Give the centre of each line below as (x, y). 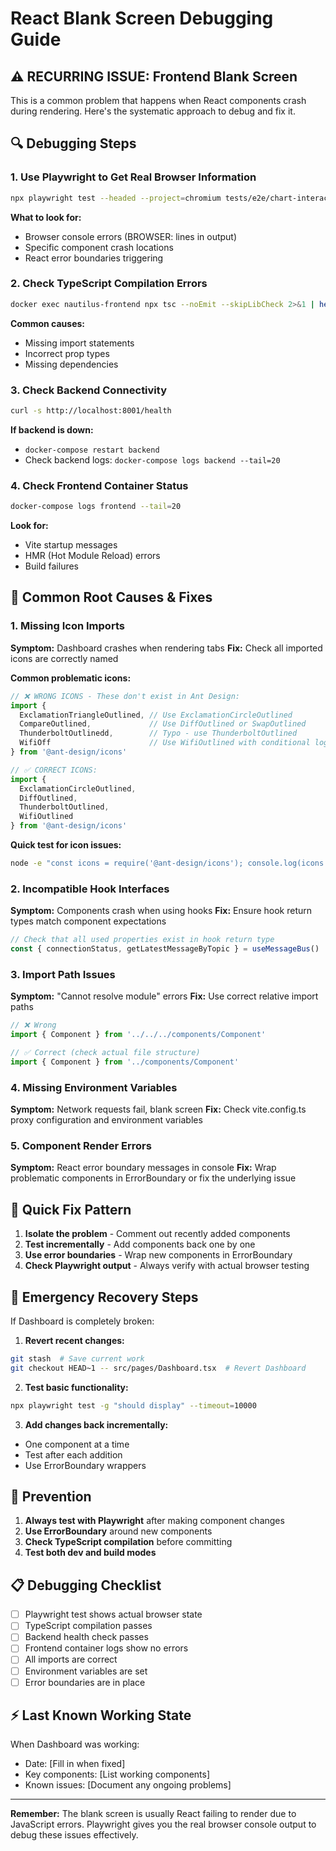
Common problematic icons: (71, 678)
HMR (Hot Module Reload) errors (92, 556)
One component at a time (77, 1444)
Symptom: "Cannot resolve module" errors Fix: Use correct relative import (164, 996)
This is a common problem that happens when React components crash (158, 100)
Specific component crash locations (99, 247)
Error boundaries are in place (85, 1682)
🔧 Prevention (51, 1496)
